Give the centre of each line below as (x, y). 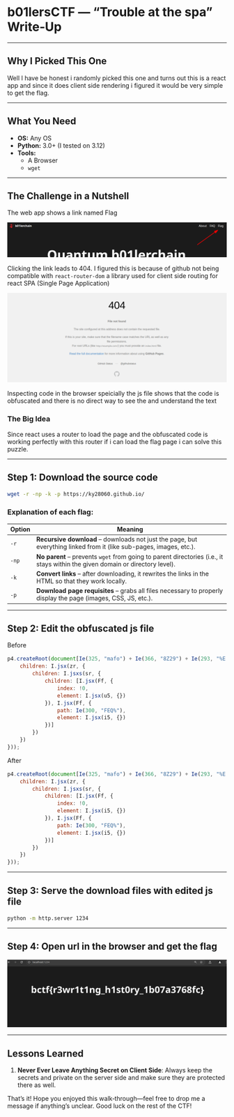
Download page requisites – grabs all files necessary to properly (130, 591)
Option (20, 530)
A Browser (42, 160)
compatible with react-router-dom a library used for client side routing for (112, 275)
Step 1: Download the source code (83, 478)
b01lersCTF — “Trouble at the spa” (110, 12)
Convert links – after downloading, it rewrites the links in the (122, 573)
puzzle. (18, 449)
